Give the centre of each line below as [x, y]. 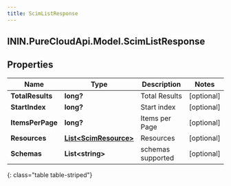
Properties [30, 65]
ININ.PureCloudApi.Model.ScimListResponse [106, 42]
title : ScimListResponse [43, 13]
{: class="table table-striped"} [50, 175]
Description [162, 84]
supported [157, 158]
